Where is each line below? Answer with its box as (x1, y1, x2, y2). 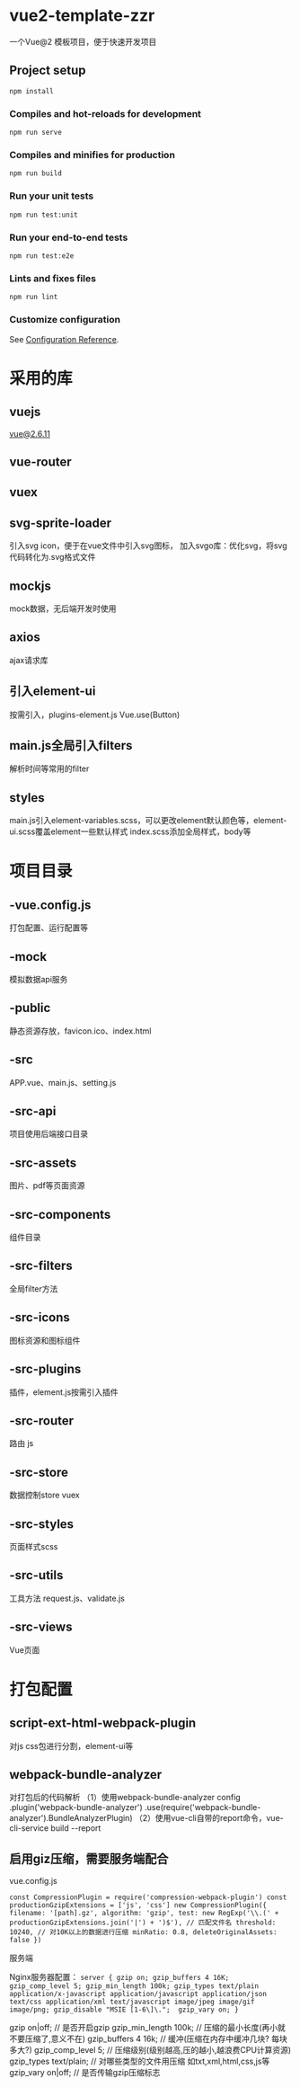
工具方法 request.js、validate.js (9, 1593, 126, 1603)
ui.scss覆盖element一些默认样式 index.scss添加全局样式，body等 (9, 826, 251, 837)
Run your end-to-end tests (9, 231, 128, 244)
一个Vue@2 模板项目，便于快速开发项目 (9, 36, 157, 47)
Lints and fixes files (9, 271, 97, 284)
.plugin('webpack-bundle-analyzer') (9, 1802, 144, 1813)
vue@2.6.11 (9, 428, 51, 439)
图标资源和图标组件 (9, 1335, 81, 1345)
